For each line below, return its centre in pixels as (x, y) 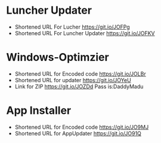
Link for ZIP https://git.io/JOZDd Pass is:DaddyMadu (79, 86)
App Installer (39, 111)
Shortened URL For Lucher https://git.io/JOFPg (72, 27)
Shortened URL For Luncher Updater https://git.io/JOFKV (85, 33)
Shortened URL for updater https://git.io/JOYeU (73, 80)
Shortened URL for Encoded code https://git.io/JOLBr (80, 74)
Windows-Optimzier (58, 57)
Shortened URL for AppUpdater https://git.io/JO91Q (78, 133)
